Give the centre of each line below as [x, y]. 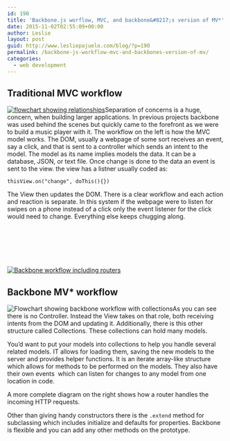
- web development [40, 65]
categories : [24, 59]
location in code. [31, 381]
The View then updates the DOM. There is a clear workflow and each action [115, 194]
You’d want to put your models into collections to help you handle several [112, 345]
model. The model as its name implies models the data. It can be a [101, 154]
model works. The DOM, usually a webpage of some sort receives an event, [115, 139]
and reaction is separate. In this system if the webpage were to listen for [110, 202]
